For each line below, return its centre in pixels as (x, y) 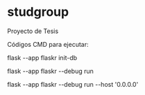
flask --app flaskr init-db (42, 57)
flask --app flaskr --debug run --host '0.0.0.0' (73, 84)
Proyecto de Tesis (33, 31)
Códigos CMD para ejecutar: (48, 44)
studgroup (38, 12)
